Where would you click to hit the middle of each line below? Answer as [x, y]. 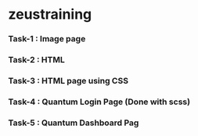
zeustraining [50, 14]
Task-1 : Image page [47, 39]
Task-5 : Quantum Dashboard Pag [74, 123]
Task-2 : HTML [36, 60]
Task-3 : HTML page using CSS [68, 81]
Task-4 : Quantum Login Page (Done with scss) [99, 102]
